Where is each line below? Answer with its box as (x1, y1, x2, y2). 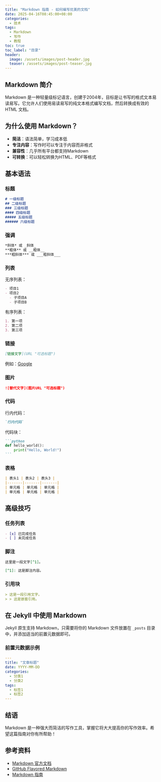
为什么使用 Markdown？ (5, 122, 78, 130)
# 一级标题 (5, 197, 24, 202)
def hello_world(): (5, 443, 44, 448)
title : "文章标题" (5, 660, 40, 665)
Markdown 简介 (5, 81, 53, 89)
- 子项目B (9, 300, 27, 305)
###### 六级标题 (5, 219, 35, 224)
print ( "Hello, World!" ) (14, 448, 62, 453)
